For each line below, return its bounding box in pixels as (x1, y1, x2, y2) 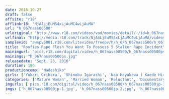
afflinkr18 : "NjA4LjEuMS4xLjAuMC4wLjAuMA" (5, 21, 96, 26)
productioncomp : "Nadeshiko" (5, 68, 66, 73)
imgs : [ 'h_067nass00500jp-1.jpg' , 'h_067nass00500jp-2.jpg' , (5, 86, 136, 91)
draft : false (5, 12, 33, 17)
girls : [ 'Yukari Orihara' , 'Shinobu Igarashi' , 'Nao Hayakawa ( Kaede (5, 72, 156, 77)
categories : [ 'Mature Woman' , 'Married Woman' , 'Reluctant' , (5, 77, 136, 82)
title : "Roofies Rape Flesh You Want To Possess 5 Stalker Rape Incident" (5, 44, 165, 49)
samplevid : (5, 40, 28, 45)
